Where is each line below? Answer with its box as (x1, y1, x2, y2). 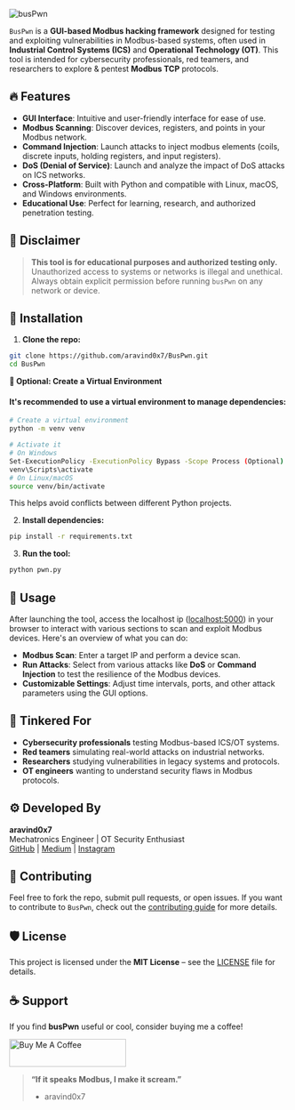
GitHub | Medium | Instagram (9, 843, 116, 854)
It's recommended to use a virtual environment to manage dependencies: (9, 396, 287, 406)
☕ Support (9, 993, 68, 1009)
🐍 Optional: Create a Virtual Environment (9, 376, 163, 387)
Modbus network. (21, 132, 87, 142)
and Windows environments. (21, 188, 127, 199)
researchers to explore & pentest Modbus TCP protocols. (9, 63, 219, 74)
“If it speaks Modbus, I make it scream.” (30, 1074, 182, 1085)
